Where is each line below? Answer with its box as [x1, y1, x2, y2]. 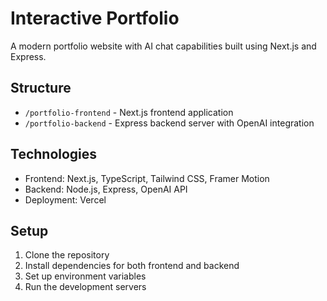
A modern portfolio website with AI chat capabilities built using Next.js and [10, 40, 317, 52]
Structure [10, 80, 72, 97]
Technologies [10, 146, 98, 163]
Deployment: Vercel [24, 193, 107, 206]
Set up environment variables [24, 270, 147, 282]
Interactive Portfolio [10, 7, 180, 30]
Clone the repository [24, 249, 110, 261]
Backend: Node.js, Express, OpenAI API [24, 183, 188, 195]
